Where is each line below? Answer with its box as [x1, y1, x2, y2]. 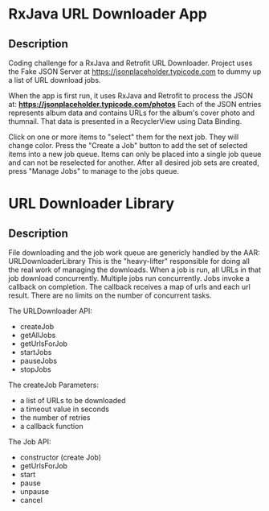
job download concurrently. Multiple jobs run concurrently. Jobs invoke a [8, 274, 251, 282]
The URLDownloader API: [8, 307, 92, 315]
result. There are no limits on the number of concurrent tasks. [8, 291, 212, 300]
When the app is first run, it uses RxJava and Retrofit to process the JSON [8, 91, 254, 101]
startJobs [19, 348, 52, 356]
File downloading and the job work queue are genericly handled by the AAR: [8, 248, 261, 258]
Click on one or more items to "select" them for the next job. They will [8, 132, 239, 142]
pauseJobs [19, 356, 58, 365]
